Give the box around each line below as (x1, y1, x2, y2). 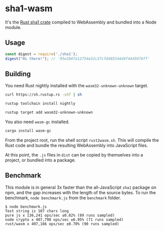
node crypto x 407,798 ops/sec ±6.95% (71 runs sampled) (5, 217, 124, 222)
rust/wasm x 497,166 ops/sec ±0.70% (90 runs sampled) (5, 221, 119, 226)
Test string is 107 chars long (5, 208, 69, 213)
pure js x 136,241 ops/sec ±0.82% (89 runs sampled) (5, 213, 115, 218)
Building (5, 70, 31, 78)
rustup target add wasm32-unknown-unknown (5, 110, 93, 115)
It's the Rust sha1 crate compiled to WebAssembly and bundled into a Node (5, 19, 157, 25)
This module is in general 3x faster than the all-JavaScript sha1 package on (5, 184, 157, 190)
